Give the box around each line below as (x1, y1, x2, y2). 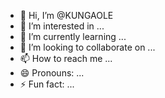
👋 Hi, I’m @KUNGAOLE (19, 10, 114, 21)
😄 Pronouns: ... (19, 67, 85, 79)
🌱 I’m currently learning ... (19, 31, 127, 42)
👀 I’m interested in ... (19, 20, 105, 32)
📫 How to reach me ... (19, 53, 113, 64)
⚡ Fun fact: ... (19, 78, 75, 90)
